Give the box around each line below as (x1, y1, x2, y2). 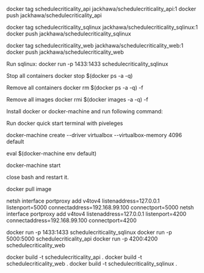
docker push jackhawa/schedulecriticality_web (6, 48, 124, 56)
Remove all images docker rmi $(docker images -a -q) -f (6, 96, 148, 103)
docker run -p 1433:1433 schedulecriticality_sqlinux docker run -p (6, 229, 172, 236)
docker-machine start (6, 162, 61, 169)
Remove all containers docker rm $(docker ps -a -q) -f (6, 84, 144, 91)
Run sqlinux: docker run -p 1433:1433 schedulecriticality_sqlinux (6, 61, 169, 67)
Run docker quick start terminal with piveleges (6, 119, 123, 127)
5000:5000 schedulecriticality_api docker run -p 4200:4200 (6, 235, 158, 242)
